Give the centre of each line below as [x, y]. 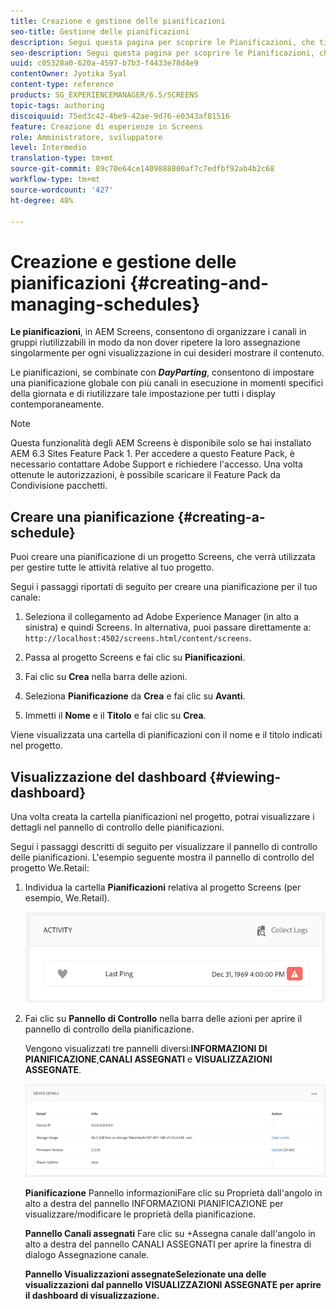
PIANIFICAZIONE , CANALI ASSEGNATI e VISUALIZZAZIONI [148, 1059]
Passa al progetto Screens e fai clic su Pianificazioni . [135, 657]
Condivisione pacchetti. [59, 486]
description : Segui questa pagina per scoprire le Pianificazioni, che [162, 42]
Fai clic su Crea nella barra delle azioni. [106, 677]
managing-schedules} [105, 304]
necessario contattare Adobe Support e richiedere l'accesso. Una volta [156, 464]
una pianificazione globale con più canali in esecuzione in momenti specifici [167, 383]
